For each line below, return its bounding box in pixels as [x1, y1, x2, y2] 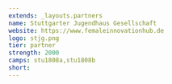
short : [8, 64, 31, 72]
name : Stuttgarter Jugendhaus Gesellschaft [8, 19, 157, 27]
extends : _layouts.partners [8, 11, 103, 20]
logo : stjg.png [8, 34, 60, 42]
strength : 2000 [8, 49, 60, 57]
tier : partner [8, 42, 57, 50]
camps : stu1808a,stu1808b [8, 57, 95, 65]
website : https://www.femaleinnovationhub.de [8, 26, 164, 34]
